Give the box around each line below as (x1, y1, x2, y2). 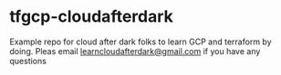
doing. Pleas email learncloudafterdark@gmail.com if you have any (9, 45, 261, 56)
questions (9, 55, 47, 66)
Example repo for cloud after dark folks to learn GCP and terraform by (9, 36, 272, 47)
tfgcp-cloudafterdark (9, 6, 173, 27)
